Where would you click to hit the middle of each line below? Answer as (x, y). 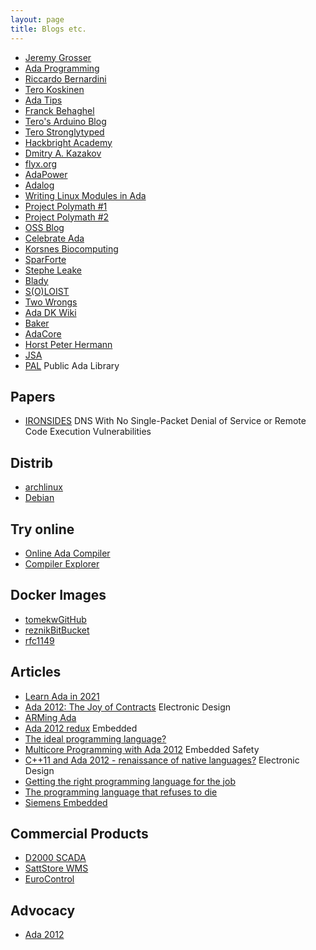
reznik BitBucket (57, 630)
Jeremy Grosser (58, 57)
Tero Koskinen (54, 89)
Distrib (31, 462)
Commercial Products (79, 833)
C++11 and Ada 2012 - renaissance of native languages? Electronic (162, 760)
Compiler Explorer (62, 563)
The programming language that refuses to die (121, 792)
